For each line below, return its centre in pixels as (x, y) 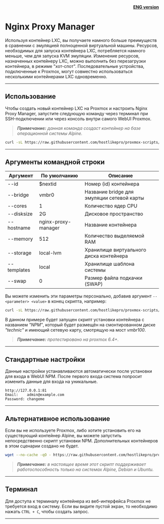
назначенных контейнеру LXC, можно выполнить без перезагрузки (75, 61)
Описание (121, 176)
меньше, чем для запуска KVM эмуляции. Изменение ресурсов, (72, 56)
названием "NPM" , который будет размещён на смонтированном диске (80, 325)
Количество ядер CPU (111, 206)
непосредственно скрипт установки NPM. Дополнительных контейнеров (82, 440)
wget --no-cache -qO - (28, 455)
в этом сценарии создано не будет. (42, 446)
